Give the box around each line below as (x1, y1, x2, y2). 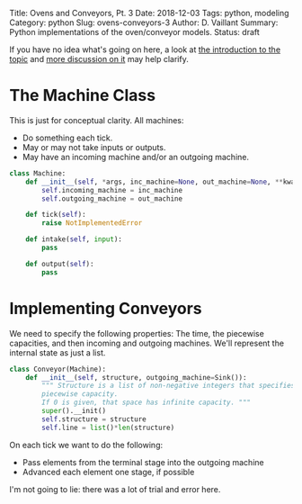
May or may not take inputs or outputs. (22, 141, 166, 152)
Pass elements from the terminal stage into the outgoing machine (22, 456, 264, 467)
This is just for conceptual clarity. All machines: (9, 114, 184, 125)
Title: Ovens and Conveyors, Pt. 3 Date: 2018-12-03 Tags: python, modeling (9, 8, 289, 18)
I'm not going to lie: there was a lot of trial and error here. (9, 483, 221, 494)
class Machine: (9, 168, 67, 178)
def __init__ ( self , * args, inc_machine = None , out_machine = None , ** (25, 177, 283, 186)
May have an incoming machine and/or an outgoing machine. (22, 151, 250, 162)
